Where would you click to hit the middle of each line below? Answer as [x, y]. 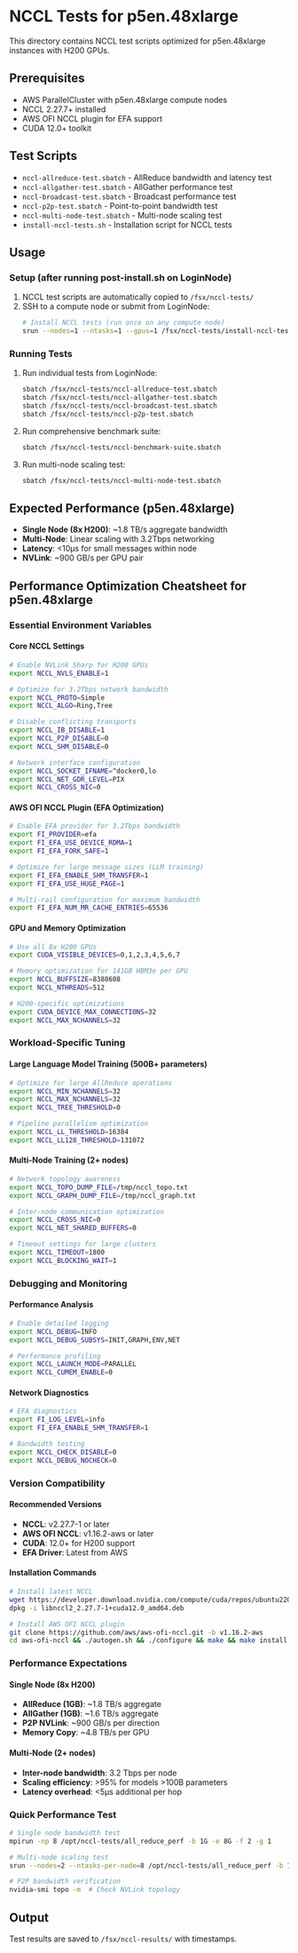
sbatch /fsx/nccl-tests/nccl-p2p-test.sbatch [107, 414]
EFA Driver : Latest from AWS [75, 1552]
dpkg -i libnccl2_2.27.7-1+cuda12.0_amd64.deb [97, 1608]
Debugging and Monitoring [68, 1283]
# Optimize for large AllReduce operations [91, 1083]
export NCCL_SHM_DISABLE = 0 [59, 746]
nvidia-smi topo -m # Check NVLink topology [94, 1890]
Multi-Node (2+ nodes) [52, 1752]
